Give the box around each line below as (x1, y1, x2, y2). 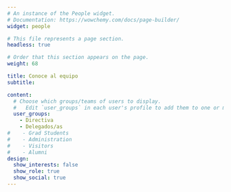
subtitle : (7, 79, 36, 86)
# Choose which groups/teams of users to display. (13, 97, 162, 105)
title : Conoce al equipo (7, 73, 78, 80)
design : (7, 155, 30, 162)
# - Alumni (7, 149, 48, 156)
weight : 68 (7, 60, 38, 67)
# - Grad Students (7, 130, 69, 136)
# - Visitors (7, 142, 54, 149)
